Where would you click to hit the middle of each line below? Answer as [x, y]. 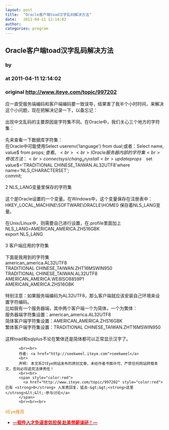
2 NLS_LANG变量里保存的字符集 [38, 187]
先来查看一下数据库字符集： [34, 140]
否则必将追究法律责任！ [33, 369]
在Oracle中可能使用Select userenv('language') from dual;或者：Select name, [84, 146]
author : [13, 24]
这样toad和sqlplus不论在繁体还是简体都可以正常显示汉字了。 [68, 339]
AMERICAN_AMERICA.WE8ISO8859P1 [45, 279]
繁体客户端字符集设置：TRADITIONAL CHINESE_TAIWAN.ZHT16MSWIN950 [83, 327]
